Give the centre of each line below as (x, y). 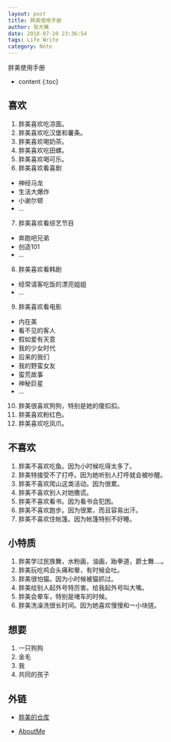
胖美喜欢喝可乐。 (43, 159)
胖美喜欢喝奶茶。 (43, 141)
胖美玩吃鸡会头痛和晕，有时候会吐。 (71, 570)
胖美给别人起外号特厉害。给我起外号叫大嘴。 (83, 588)
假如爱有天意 (37, 339)
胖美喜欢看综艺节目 (46, 223)
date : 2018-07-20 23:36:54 (47, 33)
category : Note (30, 47)
